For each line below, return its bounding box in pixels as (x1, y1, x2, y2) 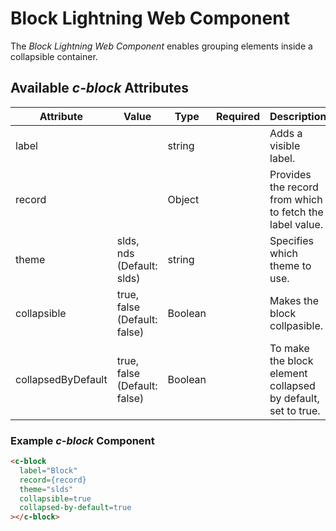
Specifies (269, 233, 314, 247)
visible (269, 138, 301, 152)
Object (167, 192, 200, 206)
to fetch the (269, 205, 324, 219)
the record (269, 180, 319, 194)
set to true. (269, 403, 321, 417)
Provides (269, 167, 312, 181)
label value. (269, 217, 324, 231)
